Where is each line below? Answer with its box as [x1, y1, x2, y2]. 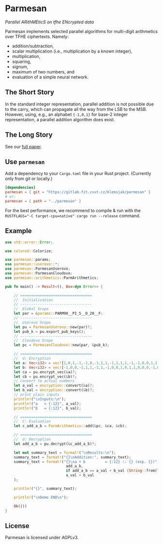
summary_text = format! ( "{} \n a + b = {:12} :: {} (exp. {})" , [14, 459, 160, 464]
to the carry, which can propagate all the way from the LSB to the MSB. [5, 106, 147, 112]
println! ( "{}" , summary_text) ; [14, 486, 77, 491]
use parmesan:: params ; [5, 257, 51, 262]
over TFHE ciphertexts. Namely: [5, 34, 69, 39]
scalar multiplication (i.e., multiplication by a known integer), [12, 48, 132, 54]
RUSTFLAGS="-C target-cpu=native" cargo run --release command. [5, 213, 141, 218]
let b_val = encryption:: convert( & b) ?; [14, 388, 95, 393]
